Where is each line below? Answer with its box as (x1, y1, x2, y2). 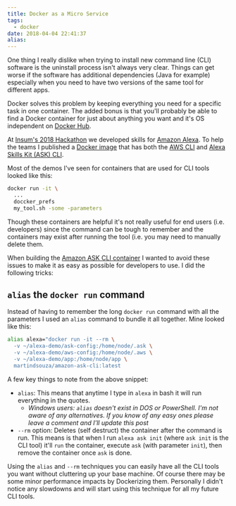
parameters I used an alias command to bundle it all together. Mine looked (7, 315, 225, 324)
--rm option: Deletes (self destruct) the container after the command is (17, 426, 223, 434)
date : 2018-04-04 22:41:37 (7, 30, 87, 37)
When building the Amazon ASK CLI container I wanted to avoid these (7, 253, 210, 262)
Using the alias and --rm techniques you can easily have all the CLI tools (7, 462, 220, 470)
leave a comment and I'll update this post (27, 418, 149, 426)
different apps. (7, 86, 50, 94)
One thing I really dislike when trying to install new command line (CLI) (7, 56, 211, 64)
